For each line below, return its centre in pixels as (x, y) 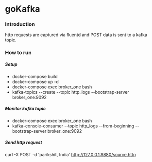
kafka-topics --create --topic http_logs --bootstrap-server (71, 92)
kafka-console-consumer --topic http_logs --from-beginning (73, 126)
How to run (18, 53)
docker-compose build (35, 77)
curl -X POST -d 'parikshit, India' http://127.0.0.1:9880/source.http (70, 155)
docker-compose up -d (35, 82)
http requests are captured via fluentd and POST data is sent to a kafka (76, 35)
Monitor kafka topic (25, 108)
